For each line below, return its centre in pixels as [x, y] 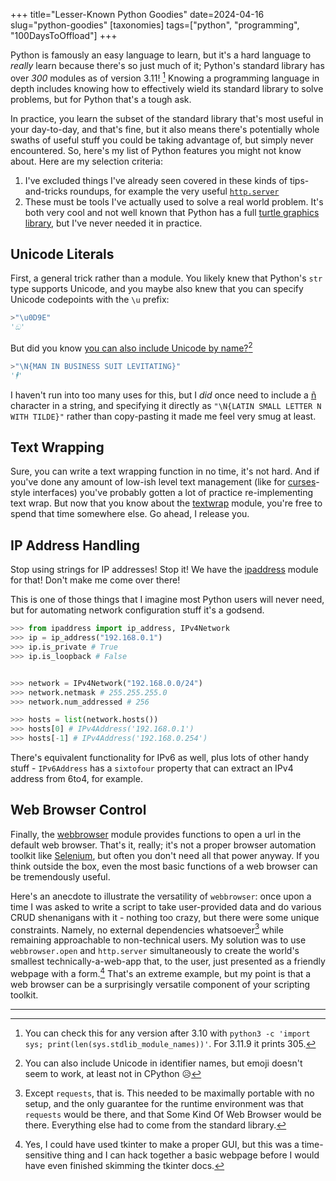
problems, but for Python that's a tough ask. [101, 99]
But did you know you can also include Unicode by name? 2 [131, 347]
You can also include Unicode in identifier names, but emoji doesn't [163, 1063]
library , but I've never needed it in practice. [113, 223]
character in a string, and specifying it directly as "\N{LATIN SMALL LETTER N [166, 405]
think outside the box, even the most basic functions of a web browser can [164, 866]
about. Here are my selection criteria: [86, 161]
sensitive [43, 1155]
